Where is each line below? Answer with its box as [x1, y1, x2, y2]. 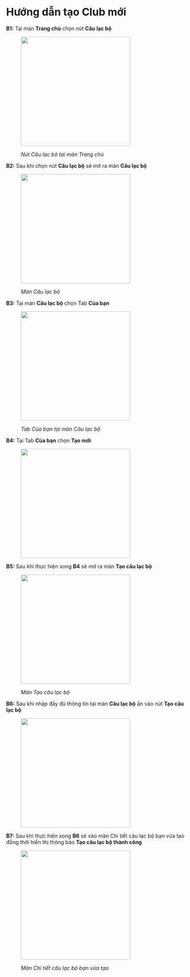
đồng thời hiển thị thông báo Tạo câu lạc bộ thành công [6, 838, 142, 845]
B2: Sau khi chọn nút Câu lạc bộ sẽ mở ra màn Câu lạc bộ [6, 162, 148, 169]
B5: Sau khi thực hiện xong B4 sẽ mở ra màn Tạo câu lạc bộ [6, 562, 152, 569]
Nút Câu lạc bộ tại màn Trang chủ [21, 151, 104, 158]
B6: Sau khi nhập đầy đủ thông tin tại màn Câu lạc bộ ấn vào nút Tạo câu [6, 700, 184, 707]
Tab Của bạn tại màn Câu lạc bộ [21, 425, 101, 432]
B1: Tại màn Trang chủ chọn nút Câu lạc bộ [6, 25, 112, 32]
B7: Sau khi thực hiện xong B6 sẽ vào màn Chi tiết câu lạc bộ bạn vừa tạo [6, 832, 185, 839]
